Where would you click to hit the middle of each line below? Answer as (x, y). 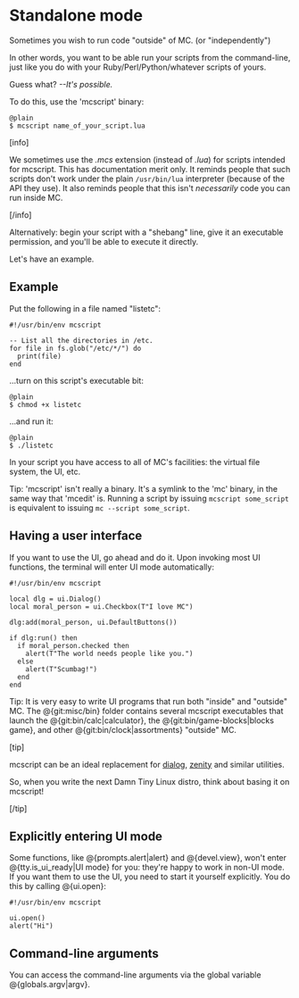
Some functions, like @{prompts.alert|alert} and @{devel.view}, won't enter (148, 858)
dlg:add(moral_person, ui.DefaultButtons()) (93, 622)
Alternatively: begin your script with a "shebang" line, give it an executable (146, 232)
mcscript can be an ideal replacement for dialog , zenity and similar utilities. (147, 764)
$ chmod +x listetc (46, 404)
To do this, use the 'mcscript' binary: (77, 101)
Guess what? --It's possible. (61, 84)
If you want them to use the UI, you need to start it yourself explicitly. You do (150, 877)
